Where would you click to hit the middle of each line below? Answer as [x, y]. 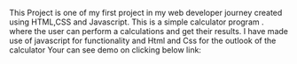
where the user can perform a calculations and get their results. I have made [148, 31]
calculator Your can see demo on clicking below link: [106, 50]
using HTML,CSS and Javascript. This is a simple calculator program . [137, 22]
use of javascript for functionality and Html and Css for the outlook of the [143, 40]
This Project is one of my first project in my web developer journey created [146, 13]
